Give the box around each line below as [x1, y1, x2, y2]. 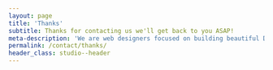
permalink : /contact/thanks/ [8, 42, 107, 50]
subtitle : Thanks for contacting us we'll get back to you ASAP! [8, 27, 234, 35]
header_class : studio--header [8, 49, 111, 57]
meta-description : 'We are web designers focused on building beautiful [8, 34, 260, 43]
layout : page [8, 11, 53, 20]
